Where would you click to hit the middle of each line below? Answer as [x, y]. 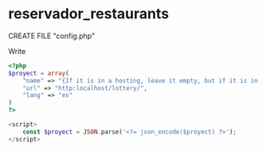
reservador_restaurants [89, 14]
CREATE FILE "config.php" [52, 36]
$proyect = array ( [39, 73]
